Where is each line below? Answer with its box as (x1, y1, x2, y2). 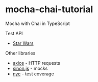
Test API (5, 30, 23, 36)
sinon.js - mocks (12, 65, 48, 71)
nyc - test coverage (12, 70, 55, 77)
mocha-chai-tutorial (5, 4, 93, 15)
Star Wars (12, 40, 34, 46)
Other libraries (5, 50, 36, 56)
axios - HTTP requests (12, 60, 60, 66)
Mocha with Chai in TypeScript (5, 20, 70, 26)
